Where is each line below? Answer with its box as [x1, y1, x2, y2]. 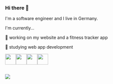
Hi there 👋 [5, 4, 29, 11]
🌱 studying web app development [5, 44, 73, 50]
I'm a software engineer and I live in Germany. [5, 16, 98, 22]
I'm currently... [5, 25, 34, 31]
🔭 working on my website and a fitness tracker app [5, 34, 108, 41]
